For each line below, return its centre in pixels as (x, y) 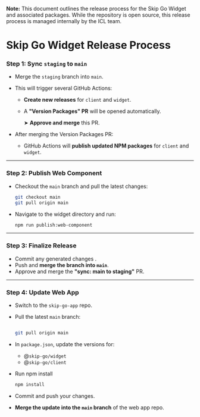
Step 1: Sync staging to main (47, 64)
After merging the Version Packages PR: (64, 134)
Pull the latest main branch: (48, 317)
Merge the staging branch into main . (59, 77)
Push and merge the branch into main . (62, 265)
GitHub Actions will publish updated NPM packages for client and (106, 146)
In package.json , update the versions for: (65, 344)
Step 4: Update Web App (43, 292)
